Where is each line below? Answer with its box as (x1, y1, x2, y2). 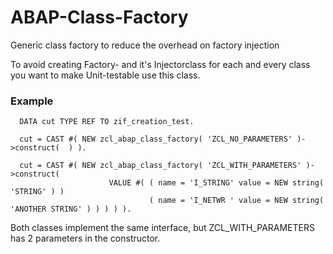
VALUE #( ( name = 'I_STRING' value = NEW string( (108, 178, 325, 188)
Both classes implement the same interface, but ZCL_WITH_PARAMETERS (10, 222, 315, 234)
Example (10, 94, 54, 108)
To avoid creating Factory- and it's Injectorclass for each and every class (10, 58, 311, 70)
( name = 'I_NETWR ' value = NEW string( (148, 196, 325, 206)
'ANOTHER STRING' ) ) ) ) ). (10, 204, 132, 215)
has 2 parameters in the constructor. (10, 232, 161, 245)
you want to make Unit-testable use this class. (10, 69, 201, 81)
